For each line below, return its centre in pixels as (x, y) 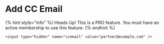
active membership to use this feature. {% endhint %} (60, 27)
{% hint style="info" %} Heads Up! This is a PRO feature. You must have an (82, 22)
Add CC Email (34, 9)
